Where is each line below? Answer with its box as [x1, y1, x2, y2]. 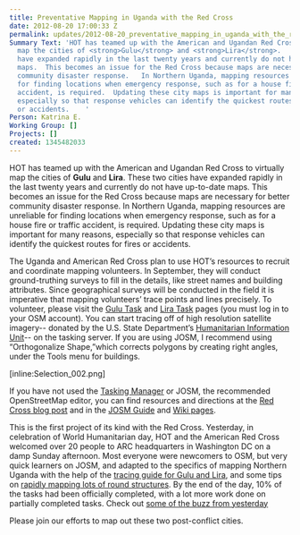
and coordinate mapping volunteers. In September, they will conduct [9, 265, 261, 276]
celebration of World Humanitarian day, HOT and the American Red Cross [9, 431, 279, 442]
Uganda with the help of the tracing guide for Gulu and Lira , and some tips [9, 469, 283, 480]
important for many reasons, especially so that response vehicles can [9, 229, 265, 240]
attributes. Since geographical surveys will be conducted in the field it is [9, 284, 275, 295]
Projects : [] [9, 130, 58, 139]
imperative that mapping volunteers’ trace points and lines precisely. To [9, 293, 272, 304]
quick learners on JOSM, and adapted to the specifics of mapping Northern [9, 460, 287, 471]
